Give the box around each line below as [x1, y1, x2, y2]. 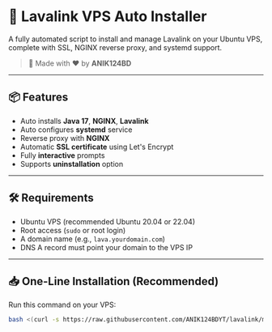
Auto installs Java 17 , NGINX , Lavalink [19, 116, 149, 126]
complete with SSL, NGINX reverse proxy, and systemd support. [8, 42, 223, 52]
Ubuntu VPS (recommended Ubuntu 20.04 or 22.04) [19, 216, 196, 226]
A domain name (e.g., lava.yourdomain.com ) [19, 234, 166, 244]
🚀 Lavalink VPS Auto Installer [8, 7, 207, 26]
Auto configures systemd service [19, 125, 133, 134]
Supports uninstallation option [19, 159, 124, 168]
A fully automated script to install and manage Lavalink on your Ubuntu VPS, [8, 34, 263, 44]
